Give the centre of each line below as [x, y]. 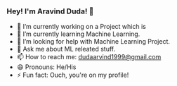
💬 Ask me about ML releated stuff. [66, 49]
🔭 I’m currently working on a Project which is [81, 27]
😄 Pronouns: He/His [46, 67]
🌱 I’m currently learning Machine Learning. [78, 34]
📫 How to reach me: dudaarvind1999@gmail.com [89, 57]
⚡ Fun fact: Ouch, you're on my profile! [73, 75]
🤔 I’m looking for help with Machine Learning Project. [93, 42]
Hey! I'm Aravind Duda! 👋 [50, 11]
